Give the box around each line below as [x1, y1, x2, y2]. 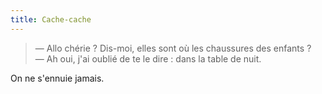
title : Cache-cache [10, 14, 92, 25]
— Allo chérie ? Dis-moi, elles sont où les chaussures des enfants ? [34, 42, 312, 54]
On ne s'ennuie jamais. [10, 72, 105, 84]
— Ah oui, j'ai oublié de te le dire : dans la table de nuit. [34, 52, 262, 65]
